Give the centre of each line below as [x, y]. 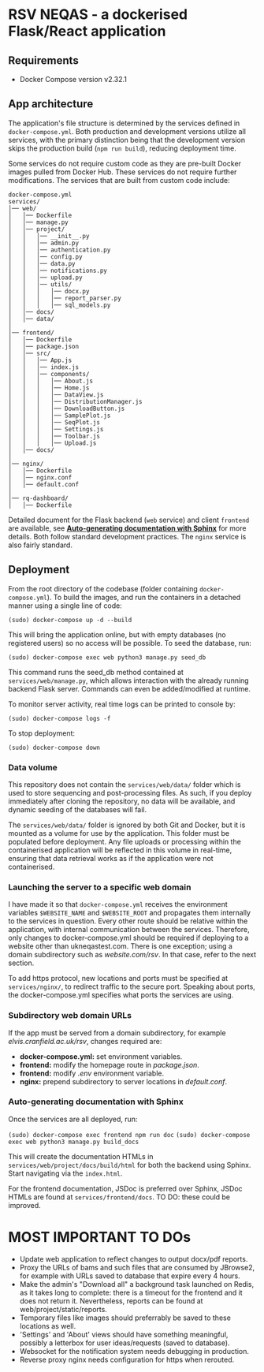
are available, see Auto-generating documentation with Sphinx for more [127, 528]
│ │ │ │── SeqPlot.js [54, 422]
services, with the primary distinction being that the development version [127, 140]
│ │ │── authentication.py [59, 250]
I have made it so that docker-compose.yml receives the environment [118, 904]
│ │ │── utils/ [40, 284]
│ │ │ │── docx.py [49, 291]
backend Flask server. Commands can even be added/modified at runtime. [129, 688]
